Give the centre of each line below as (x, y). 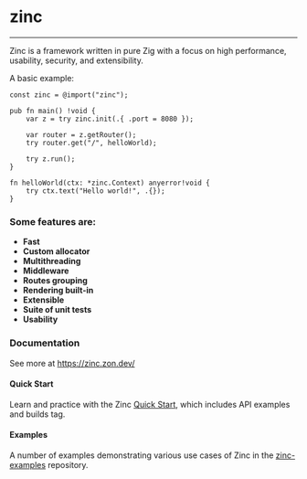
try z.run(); (51, 159)
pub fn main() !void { (53, 111)
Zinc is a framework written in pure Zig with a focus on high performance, (148, 50)
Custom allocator (56, 251)
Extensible (43, 300)
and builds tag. (37, 414)
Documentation (45, 343)
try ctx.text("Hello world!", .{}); (96, 191)
